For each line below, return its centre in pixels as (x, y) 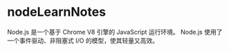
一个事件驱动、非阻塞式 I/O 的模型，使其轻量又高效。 (83, 40)
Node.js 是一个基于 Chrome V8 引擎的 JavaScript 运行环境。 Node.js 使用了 (115, 32)
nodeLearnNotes (56, 12)
